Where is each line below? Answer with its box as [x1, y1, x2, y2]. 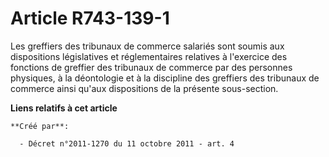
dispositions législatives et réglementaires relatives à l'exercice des [10, 50, 288, 62]
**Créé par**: [10, 121, 70, 131]
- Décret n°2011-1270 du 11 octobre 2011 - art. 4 [19, 138, 235, 149]
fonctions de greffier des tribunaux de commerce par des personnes [10, 61, 293, 73]
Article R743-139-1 [10, 7, 170, 30]
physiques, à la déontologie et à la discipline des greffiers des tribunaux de [10, 72, 320, 84]
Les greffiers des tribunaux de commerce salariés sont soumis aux [10, 40, 285, 52]
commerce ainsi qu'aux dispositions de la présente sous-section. [10, 82, 279, 94]
